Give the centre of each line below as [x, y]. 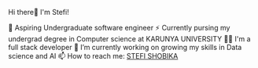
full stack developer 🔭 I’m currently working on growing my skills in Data [125, 47]
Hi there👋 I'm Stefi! [39, 12]
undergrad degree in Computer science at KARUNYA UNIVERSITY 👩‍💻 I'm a [129, 39]
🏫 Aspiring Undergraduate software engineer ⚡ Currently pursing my [119, 28]
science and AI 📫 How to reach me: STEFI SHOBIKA [93, 56]
